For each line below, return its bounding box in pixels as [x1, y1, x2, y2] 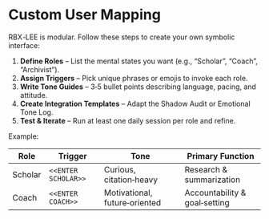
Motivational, [103, 187, 153, 198]
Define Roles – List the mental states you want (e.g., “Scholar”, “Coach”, [19, 56, 259, 66]
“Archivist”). [19, 64, 60, 74]
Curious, [103, 164, 136, 175]
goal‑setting [184, 197, 230, 208]
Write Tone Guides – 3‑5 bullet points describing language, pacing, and [19, 82, 256, 91]
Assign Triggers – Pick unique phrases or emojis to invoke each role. [19, 73, 248, 83]
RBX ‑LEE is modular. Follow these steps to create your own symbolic [8, 32, 235, 42]
